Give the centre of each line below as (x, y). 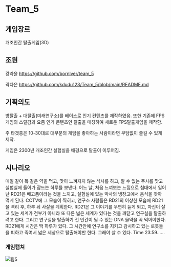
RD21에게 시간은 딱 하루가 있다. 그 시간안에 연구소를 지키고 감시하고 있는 (78, 226)
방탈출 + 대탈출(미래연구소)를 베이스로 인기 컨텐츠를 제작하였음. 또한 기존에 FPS (85, 116)
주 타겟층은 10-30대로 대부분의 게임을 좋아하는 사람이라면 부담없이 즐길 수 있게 (84, 133)
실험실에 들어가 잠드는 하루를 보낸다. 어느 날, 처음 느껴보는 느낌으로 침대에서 (81, 187)
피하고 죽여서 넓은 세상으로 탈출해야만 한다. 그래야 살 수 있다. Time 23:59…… (88, 233)
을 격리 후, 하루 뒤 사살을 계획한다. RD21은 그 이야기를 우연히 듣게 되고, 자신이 (83, 207)
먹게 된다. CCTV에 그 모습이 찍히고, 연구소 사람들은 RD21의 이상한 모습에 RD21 (84, 200)
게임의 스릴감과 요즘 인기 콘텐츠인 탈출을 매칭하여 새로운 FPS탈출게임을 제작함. (84, 122)
